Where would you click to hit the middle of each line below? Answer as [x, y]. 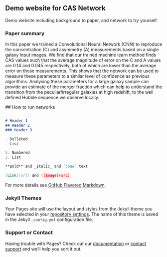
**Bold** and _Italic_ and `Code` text [47, 167]
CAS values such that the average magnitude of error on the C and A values [83, 60]
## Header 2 [17, 125]
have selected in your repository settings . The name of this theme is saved [82, 214]
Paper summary [25, 33]
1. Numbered [17, 153]
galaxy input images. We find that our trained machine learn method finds [81, 55]
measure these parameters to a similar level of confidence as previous [77, 76]
